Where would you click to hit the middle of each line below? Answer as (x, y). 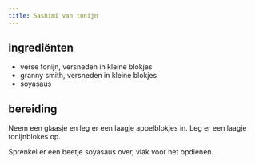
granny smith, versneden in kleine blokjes (88, 76)
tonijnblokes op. (35, 137)
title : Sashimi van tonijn (53, 16)
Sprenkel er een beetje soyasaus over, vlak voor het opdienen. (111, 152)
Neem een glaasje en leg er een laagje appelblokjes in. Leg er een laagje (127, 128)
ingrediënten (41, 48)
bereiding (33, 109)
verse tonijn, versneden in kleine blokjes (86, 67)
